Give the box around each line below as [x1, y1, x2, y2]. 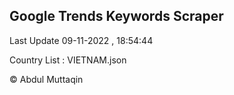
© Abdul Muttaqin [9, 73, 84, 85]
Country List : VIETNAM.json [9, 54, 127, 66]
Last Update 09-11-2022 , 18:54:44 [9, 34, 154, 46]
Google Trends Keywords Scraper [9, 8, 224, 25]
